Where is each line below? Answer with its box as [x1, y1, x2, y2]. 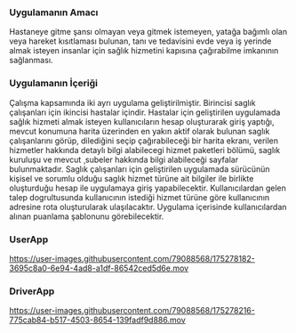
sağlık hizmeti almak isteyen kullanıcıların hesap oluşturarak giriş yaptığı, [9, 116, 275, 126]
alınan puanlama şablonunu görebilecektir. [9, 211, 164, 222]
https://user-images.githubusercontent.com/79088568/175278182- [9, 253, 255, 264]
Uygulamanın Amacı [9, 6, 99, 19]
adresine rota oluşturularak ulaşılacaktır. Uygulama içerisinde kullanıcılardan [9, 201, 287, 212]
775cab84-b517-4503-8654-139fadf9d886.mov [9, 314, 187, 326]
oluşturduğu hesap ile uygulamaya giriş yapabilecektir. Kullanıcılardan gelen [9, 183, 287, 193]
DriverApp [9, 285, 55, 297]
